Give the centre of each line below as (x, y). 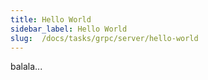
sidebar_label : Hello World (69, 29)
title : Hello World (51, 19)
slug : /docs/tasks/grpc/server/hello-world (104, 38)
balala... (26, 67)
